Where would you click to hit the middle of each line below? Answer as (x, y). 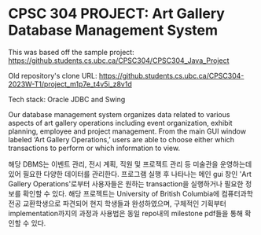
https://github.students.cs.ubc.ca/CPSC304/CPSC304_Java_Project (119, 61)
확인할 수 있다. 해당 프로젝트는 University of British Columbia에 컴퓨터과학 (138, 193)
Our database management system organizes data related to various (119, 114)
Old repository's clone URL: (53, 75)
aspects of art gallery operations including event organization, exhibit (121, 123)
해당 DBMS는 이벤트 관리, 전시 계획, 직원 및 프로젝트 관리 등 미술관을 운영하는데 (130, 164)
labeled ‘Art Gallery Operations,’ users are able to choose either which (121, 139)
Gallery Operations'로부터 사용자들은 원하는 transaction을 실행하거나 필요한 (126, 184)
